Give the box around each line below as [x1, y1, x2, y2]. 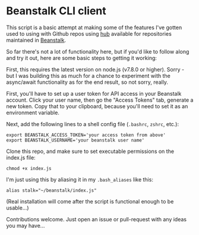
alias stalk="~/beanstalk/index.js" [6, 187, 97, 193]
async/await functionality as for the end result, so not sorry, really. [6, 79, 168, 86]
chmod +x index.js [6, 165, 52, 171]
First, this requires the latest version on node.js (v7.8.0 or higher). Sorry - [6, 65, 185, 73]
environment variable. [6, 109, 59, 116]
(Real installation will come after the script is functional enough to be [6, 198, 174, 205]
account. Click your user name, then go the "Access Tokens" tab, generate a [6, 96, 194, 104]
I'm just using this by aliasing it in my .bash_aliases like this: [6, 176, 153, 183]
